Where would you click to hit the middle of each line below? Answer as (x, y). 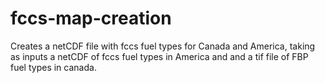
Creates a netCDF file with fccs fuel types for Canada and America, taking (163, 46)
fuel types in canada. (53, 67)
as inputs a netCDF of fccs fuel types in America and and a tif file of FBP (159, 56)
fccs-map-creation (91, 18)
